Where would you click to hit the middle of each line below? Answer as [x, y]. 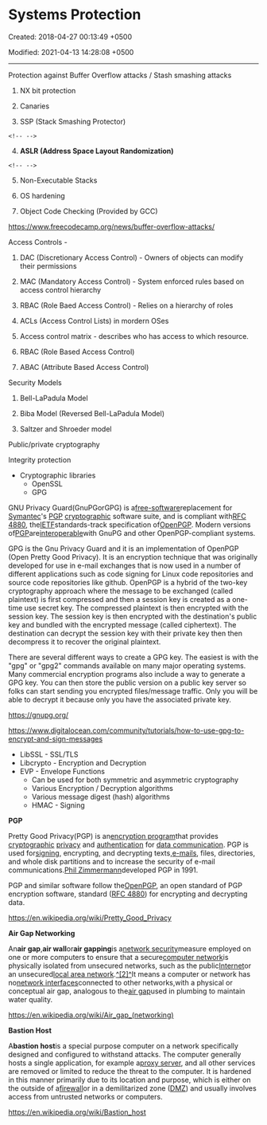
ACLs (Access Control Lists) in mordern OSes [94, 321]
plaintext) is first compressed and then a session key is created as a [119, 599]
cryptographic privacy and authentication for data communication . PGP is [128, 844]
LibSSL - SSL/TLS [49, 754]
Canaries [35, 106]
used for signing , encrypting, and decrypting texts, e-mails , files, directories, [132, 853]
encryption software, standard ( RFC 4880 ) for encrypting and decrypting [128, 894]
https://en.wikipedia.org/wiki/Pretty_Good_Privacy [90, 918]
